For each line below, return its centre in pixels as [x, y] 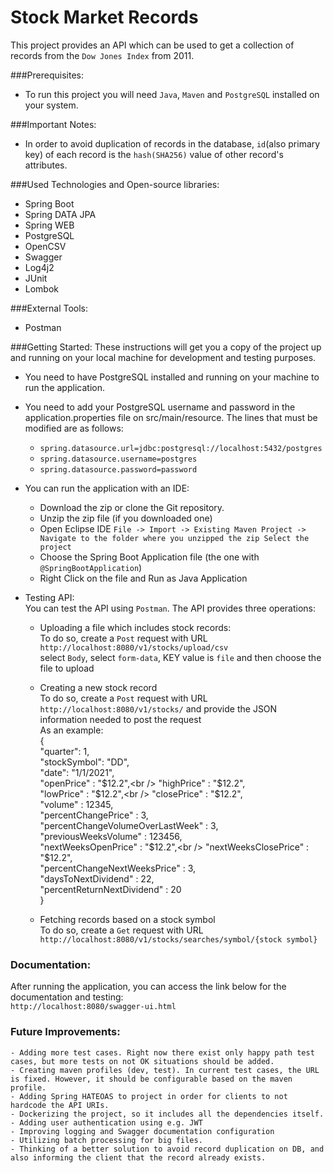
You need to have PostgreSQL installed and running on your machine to [172, 377]
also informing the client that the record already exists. [138, 1157]
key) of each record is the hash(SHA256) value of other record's [154, 154]
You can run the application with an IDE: [107, 488]
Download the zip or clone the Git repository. [132, 507]
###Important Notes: [53, 124]
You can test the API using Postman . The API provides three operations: [170, 608]
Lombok [42, 288]
